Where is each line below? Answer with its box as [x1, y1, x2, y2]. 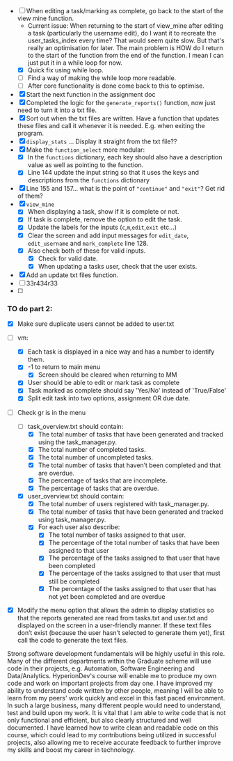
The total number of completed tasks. [38, 445, 146, 453]
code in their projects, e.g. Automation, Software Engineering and [7, 664, 195, 673]
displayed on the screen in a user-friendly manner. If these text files [17, 621, 212, 629]
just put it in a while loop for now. [27, 58, 123, 67]
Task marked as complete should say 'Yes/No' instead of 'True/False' [27, 386, 227, 395]
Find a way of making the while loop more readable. [27, 74, 177, 82]
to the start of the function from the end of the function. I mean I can [27, 52, 224, 59]
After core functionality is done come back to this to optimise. [27, 81, 205, 90]
